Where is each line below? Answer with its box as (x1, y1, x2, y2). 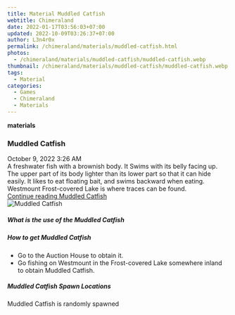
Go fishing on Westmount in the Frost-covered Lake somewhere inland (17, 258, 223, 267)
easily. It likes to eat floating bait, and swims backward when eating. (7, 177, 205, 186)
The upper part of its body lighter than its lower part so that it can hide (7, 169, 211, 178)
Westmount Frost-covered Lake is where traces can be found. (7, 184, 187, 193)
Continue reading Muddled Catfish (7, 192, 108, 200)
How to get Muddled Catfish (7, 233, 91, 242)
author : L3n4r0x (7, 37, 55, 44)
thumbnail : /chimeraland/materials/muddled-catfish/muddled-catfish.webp (7, 63, 229, 70)
